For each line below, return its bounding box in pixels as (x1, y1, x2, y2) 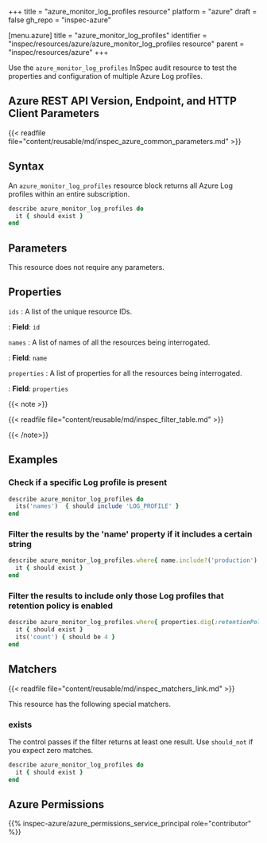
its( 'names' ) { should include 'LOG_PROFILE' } (15, 502, 180, 510)
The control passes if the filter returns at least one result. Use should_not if (8, 737, 253, 747)
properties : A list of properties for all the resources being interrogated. (8, 368, 242, 377)
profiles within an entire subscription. (8, 189, 130, 198)
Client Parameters (8, 107, 100, 120)
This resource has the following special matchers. (8, 699, 171, 708)
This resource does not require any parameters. (8, 263, 164, 272)
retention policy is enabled (8, 600, 114, 611)
